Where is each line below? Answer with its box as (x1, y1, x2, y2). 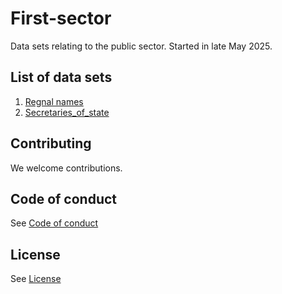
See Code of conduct (10, 217, 99, 229)
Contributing (10, 135, 92, 152)
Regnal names (24, 95, 84, 107)
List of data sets (10, 69, 113, 86)
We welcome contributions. (10, 162, 123, 174)
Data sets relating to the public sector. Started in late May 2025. (10, 40, 273, 52)
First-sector (10, 7, 112, 30)
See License (10, 273, 62, 285)
